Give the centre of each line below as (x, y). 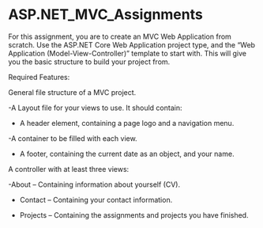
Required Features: (39, 77)
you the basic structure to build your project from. (89, 62)
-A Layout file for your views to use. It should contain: (95, 108)
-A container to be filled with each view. (73, 138)
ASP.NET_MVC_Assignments (105, 15)
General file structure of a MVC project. (72, 92)
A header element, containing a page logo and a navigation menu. (127, 123)
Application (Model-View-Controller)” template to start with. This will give (128, 53)
